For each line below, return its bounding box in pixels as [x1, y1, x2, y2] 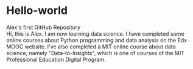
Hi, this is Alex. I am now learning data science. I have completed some [6, 30, 184, 37]
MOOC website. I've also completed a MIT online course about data [6, 43, 177, 50]
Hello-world [6, 4, 68, 18]
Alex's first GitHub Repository [6, 24, 81, 31]
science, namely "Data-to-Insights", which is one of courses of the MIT [6, 49, 184, 56]
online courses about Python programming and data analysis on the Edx [6, 36, 188, 44]
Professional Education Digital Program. [6, 56, 106, 63]
